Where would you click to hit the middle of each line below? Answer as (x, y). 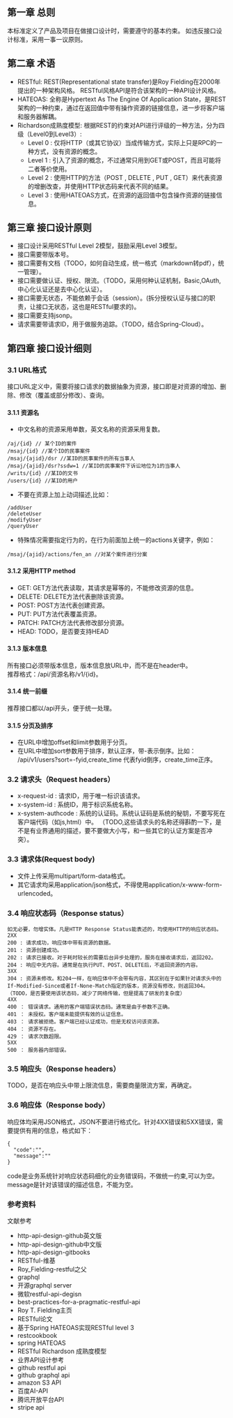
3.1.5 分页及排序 (30, 725)
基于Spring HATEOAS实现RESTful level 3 (75, 1327)
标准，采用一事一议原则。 (50, 39)
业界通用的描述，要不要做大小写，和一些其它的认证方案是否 (121, 831)
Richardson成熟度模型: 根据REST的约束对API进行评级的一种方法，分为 (118, 125)
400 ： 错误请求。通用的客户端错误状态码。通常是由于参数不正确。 (90, 1007)
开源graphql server (45, 1285)
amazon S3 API (39, 1382)
